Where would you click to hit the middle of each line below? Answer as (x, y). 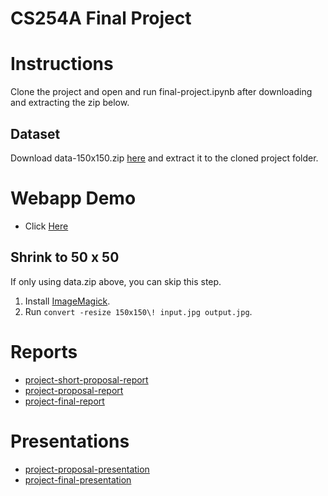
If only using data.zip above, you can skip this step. (116, 281)
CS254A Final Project (101, 18)
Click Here (46, 226)
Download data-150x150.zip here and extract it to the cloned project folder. (164, 158)
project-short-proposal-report (86, 379)
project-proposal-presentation (87, 469)
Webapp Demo (73, 198)
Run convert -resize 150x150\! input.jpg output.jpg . (138, 311)
